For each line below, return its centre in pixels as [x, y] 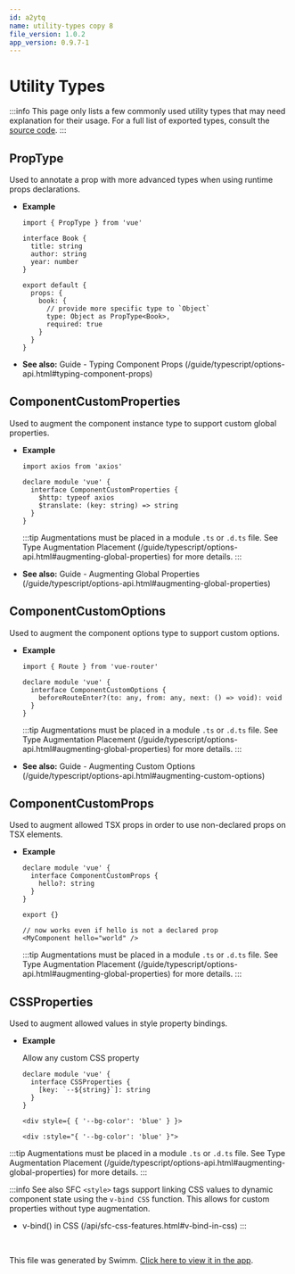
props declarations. [45, 189]
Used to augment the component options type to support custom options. [145, 633]
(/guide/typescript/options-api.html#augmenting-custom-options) [143, 775]
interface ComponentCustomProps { [94, 876]
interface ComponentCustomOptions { [98, 690]
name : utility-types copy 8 [61, 26]
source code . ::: [38, 130]
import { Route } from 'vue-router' [90, 666]
